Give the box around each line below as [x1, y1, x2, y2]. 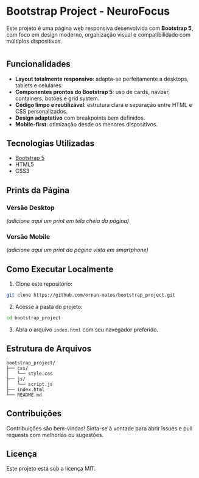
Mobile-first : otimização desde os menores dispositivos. [15, 120, 158, 128]
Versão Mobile [6, 232, 51, 241]
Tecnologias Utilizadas [6, 138, 95, 148]
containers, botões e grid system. [15, 95, 100, 102]
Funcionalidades [6, 59, 71, 70]
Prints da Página [6, 185, 70, 195]
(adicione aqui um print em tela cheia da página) [6, 217, 130, 225]
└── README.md [6, 392, 43, 398]
